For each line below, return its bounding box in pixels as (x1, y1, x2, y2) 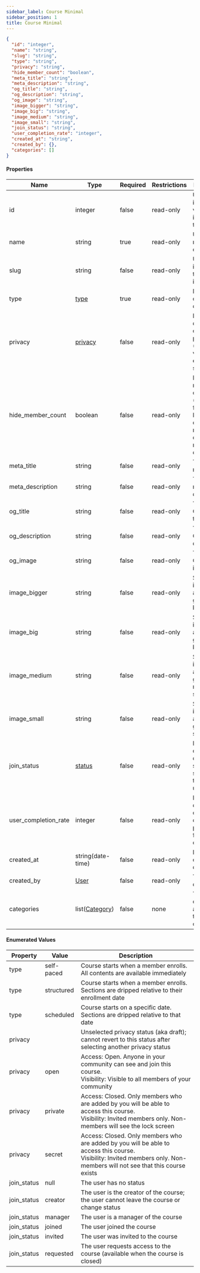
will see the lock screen (108, 1122, 174, 1130)
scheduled (44, 1011, 74, 1019)
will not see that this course (108, 1161, 186, 1170)
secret (44, 1150, 63, 1158)
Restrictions (151, 180, 187, 189)
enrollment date (80, 994, 125, 1002)
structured (44, 986, 74, 994)
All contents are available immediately (80, 969, 186, 978)
